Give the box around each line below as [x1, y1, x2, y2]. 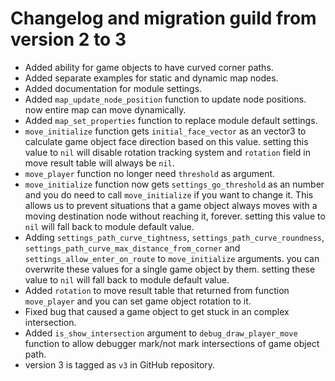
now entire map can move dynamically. [24, 103, 187, 116]
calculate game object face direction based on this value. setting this [24, 135, 309, 147]
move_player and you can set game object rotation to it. [24, 295, 252, 307]
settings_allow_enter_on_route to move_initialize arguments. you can [24, 252, 320, 264]
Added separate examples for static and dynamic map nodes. [24, 72, 279, 84]
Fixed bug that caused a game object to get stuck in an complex [24, 305, 290, 317]
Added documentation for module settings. [24, 82, 203, 94]
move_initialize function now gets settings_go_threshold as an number [24, 178, 325, 190]
